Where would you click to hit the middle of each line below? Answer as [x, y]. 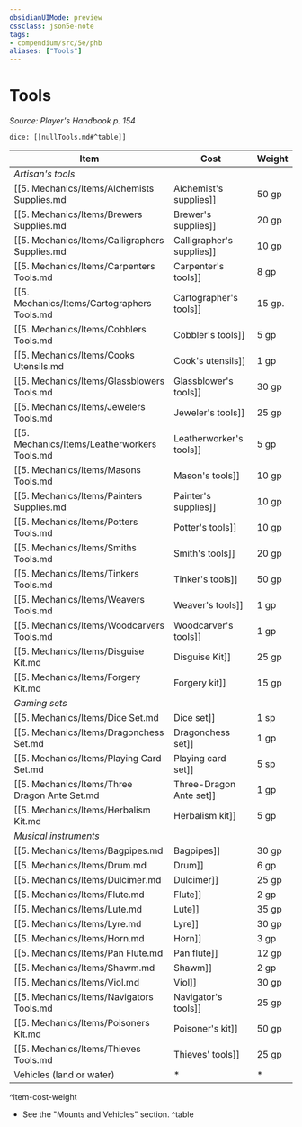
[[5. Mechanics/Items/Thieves [77, 1049]
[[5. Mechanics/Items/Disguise [79, 651]
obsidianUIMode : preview [56, 18]
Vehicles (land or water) [64, 1075]
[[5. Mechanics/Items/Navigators [84, 997]
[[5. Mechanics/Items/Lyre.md [78, 924]
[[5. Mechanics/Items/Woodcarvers [89, 625]
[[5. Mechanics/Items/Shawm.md [84, 968]
